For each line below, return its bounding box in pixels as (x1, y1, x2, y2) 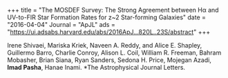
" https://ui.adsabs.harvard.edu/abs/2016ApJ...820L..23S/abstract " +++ (7, 28, 211, 36)
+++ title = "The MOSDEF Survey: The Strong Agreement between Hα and (7, 6, 219, 14)
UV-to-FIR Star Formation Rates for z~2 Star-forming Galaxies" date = (7, 13, 206, 21)
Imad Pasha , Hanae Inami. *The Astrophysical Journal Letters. (7, 64, 185, 71)
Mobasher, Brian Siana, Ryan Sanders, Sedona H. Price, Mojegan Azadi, (7, 56, 212, 64)
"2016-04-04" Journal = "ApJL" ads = (7, 21, 115, 28)
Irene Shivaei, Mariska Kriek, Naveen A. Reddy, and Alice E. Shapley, (7, 41, 202, 49)
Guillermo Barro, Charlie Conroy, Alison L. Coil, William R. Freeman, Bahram (7, 48, 222, 57)
